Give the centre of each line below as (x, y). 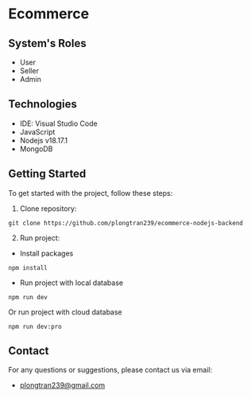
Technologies (43, 104)
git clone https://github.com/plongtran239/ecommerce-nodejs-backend (126, 223)
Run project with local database (71, 283)
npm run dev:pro (35, 326)
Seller (29, 71)
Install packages (46, 253)
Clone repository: (48, 209)
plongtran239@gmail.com (62, 385)
